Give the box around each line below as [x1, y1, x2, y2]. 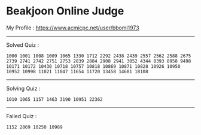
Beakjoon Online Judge [6, 4, 124, 18]
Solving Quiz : [6, 85, 41, 92]
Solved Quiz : [6, 41, 39, 49]
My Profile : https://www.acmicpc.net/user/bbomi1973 [6, 24, 139, 31]
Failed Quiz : [6, 112, 37, 119]
